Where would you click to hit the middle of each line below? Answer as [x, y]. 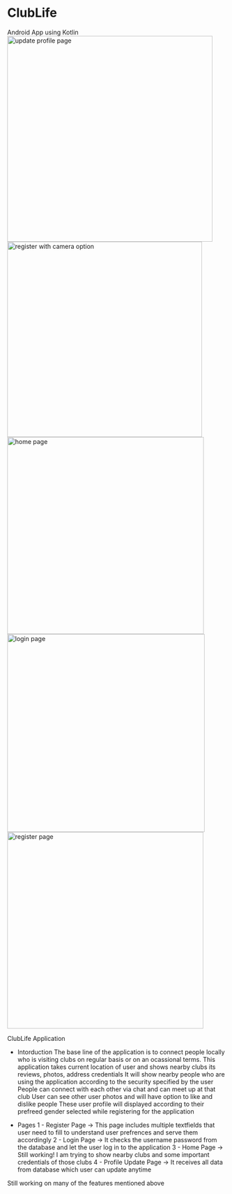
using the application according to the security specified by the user [115, 1081]
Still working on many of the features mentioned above [86, 1183]
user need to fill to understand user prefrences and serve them [108, 1132]
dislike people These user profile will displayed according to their [110, 1104]
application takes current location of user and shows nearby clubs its [116, 1067]
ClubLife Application [36, 1038]
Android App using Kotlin [43, 32]
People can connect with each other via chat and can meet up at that [116, 1089]
